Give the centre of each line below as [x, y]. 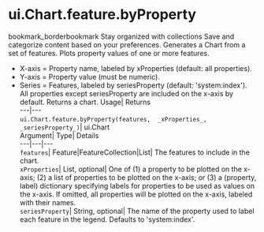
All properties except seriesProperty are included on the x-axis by [126, 93]
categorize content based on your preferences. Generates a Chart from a [127, 44]
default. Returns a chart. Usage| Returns [85, 102]
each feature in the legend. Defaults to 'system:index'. [107, 219]
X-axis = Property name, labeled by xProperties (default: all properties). [136, 68]
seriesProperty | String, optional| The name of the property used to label [137, 211]
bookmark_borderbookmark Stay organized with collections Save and [121, 36]
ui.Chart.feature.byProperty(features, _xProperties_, [113, 119]
